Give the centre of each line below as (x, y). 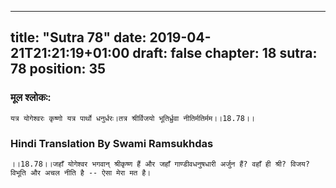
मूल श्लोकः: (31, 98)
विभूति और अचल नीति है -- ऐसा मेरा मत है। (81, 172)
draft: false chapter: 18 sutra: (225, 53)
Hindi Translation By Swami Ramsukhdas (112, 143)
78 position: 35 (58, 69)
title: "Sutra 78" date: (78, 37)
